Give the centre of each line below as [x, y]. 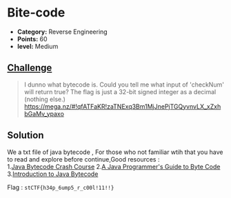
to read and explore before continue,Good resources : [83, 159]
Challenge [30, 68]
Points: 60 [32, 38]
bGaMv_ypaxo [44, 113]
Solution [26, 135]
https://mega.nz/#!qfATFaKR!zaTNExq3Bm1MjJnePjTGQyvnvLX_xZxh [122, 106]
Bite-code [36, 13]
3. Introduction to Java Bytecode [53, 174]
